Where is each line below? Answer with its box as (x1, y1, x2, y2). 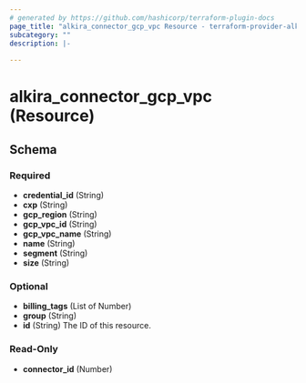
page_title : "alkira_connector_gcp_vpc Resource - (9, 22, 206, 31)
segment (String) (22, 247, 88, 258)
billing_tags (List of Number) (22, 301, 132, 312)
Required (9, 169, 51, 182)
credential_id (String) (22, 190, 105, 200)
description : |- (9, 38, 71, 48)
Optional (9, 279, 48, 292)
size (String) (22, 257, 70, 268)
